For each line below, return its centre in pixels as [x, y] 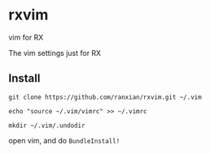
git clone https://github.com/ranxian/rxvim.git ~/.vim [105, 97]
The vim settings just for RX [55, 53]
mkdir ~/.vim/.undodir [47, 125]
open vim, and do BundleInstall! [64, 140]
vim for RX [26, 37]
